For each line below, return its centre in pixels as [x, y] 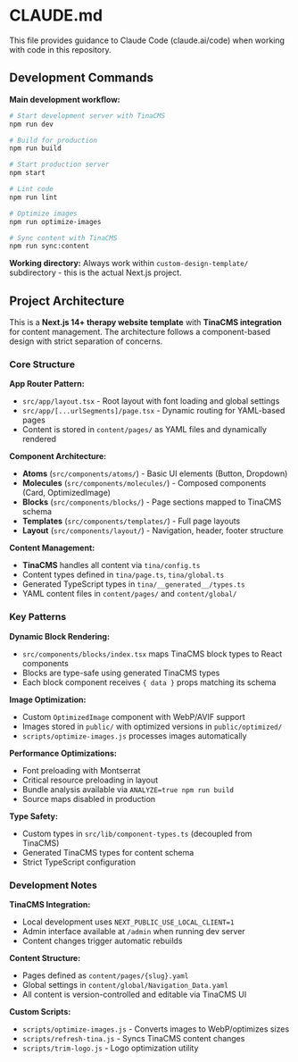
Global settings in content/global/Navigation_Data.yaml [125, 984]
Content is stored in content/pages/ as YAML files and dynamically [145, 430]
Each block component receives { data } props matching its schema [149, 682]
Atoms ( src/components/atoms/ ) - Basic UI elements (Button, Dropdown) [155, 473]
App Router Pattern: [47, 384]
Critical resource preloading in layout [90, 780]
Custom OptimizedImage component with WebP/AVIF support [133, 716]
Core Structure [42, 364]
